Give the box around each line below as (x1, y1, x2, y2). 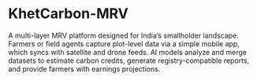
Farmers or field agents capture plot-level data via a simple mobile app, (8, 39, 240, 48)
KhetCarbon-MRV (8, 5, 128, 23)
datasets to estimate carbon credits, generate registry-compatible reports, (8, 56, 250, 65)
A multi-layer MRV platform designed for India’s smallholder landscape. (8, 31, 239, 40)
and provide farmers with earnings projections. (8, 64, 161, 73)
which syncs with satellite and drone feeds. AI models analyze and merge (8, 47, 247, 57)
